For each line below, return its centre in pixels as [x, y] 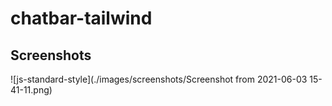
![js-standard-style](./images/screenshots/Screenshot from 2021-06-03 [159, 79]
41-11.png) [31, 90]
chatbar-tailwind [81, 18]
